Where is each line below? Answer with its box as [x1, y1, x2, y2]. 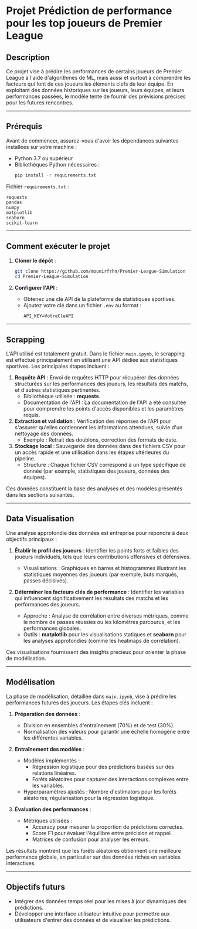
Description [6, 52, 50, 62]
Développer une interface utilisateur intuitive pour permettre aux [14, 910, 170, 917]
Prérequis [6, 121, 43, 131]
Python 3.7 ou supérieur [14, 154, 73, 162]
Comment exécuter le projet [6, 242, 110, 252]
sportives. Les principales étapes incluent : [6, 362, 110, 370]
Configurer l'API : [14, 284, 58, 291]
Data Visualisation [6, 514, 74, 524]
